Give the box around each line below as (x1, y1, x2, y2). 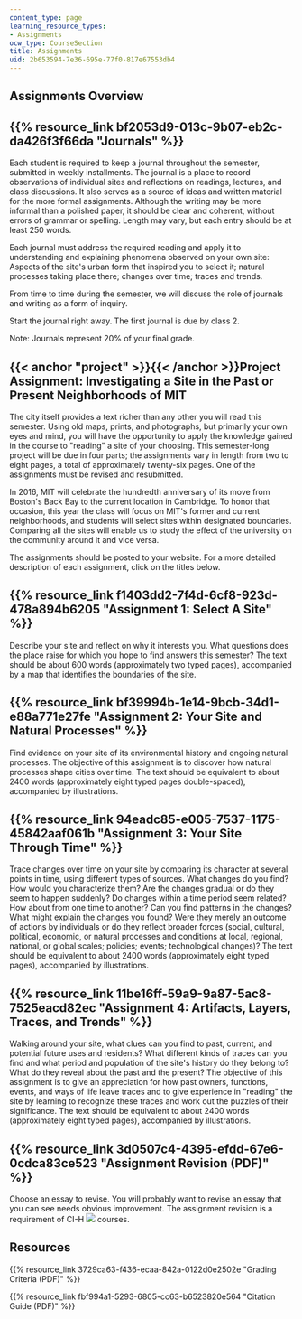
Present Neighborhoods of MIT (9, 388, 188, 403)
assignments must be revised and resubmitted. (9, 469, 184, 480)
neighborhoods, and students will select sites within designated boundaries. (9, 516, 292, 527)
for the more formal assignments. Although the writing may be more (9, 196, 261, 207)
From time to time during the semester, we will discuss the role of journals (9, 288, 284, 299)
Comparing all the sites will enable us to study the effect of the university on (9, 525, 293, 536)
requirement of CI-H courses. (9, 1214, 130, 1225)
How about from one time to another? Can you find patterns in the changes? (9, 903, 293, 913)
